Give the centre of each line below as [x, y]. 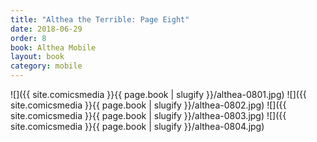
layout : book [37, 57]
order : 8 [28, 38]
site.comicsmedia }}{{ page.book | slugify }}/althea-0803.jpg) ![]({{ [148, 115]
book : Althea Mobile [53, 47]
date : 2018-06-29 [46, 29]
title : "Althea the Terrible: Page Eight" [100, 19]
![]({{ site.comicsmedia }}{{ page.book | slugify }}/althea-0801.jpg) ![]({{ [158, 94]
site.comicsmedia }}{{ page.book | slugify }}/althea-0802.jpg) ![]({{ [148, 105]
